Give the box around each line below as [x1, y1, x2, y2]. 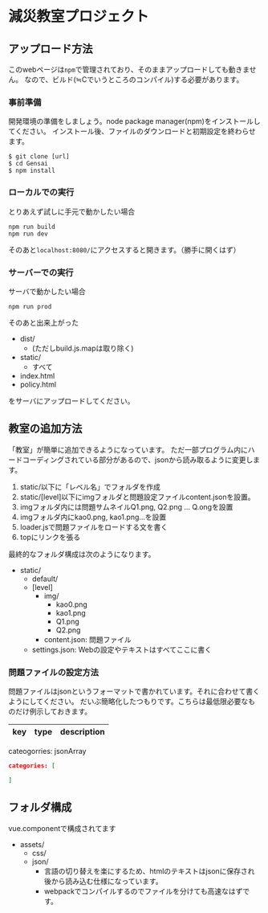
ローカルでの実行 [8, 186, 75, 198]
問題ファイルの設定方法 [8, 666, 99, 678]
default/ [31, 574, 59, 583]
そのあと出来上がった [8, 317, 79, 327]
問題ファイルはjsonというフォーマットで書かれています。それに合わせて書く [8, 686, 261, 696]
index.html [19, 371, 55, 380]
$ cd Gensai [8, 160, 48, 168]
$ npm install [8, 166, 56, 175]
